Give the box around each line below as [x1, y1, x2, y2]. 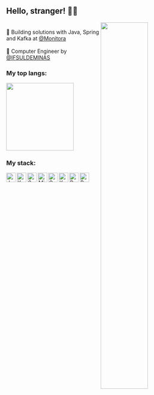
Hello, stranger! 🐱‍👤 [6, 6, 78, 16]
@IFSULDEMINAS [6, 54, 50, 61]
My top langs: [6, 69, 47, 77]
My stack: [6, 159, 36, 167]
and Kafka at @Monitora [6, 34, 67, 42]
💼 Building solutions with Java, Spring [6, 28, 99, 35]
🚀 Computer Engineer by [6, 47, 67, 55]
